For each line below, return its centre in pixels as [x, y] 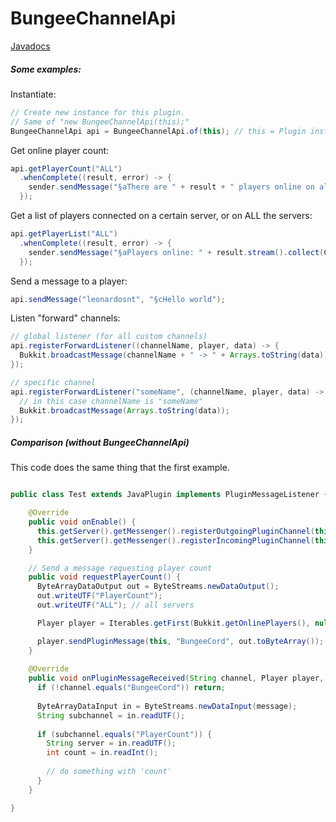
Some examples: [46, 69]
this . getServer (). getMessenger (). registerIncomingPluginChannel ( [175, 540]
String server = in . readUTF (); [111, 743]
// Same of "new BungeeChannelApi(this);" [100, 122]
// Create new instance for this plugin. [98, 112]
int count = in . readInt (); [102, 753]
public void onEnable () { [82, 522]
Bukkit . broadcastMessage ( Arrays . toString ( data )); [124, 410]
